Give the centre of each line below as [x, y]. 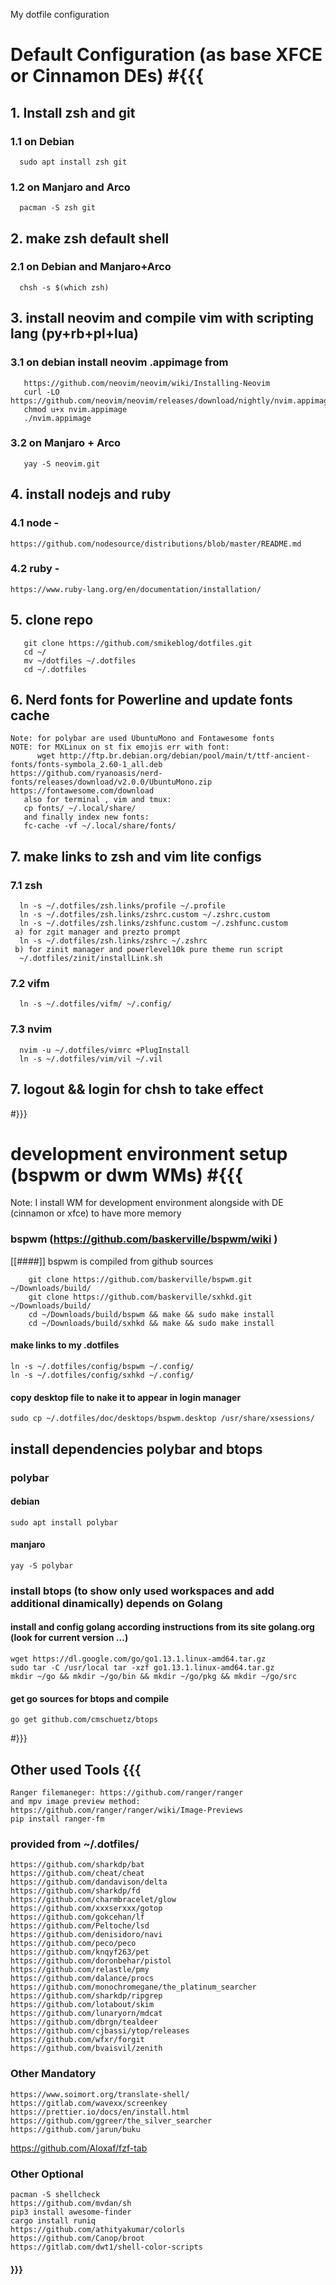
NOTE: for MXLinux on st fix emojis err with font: [120, 747]
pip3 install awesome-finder [71, 2212]
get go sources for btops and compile [90, 1698]
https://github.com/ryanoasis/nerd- [86, 774]
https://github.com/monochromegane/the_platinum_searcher [133, 1987]
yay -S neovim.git [62, 464]
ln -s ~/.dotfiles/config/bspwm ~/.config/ [102, 1366]
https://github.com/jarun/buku [75, 2129]
